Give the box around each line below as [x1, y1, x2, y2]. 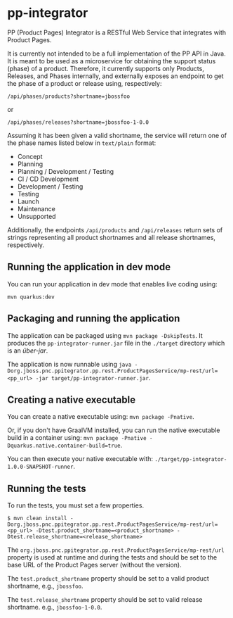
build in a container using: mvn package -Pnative [7, 434, 147, 442]
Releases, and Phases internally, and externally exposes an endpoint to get [7, 72, 224, 80]
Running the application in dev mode [7, 261, 171, 273]
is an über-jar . [7, 346, 48, 355]
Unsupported [17, 212, 56, 220]
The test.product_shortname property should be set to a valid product [7, 574, 209, 583]
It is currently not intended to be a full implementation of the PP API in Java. [7, 49, 226, 58]
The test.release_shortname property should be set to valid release [7, 595, 203, 604]
